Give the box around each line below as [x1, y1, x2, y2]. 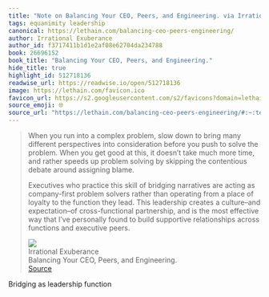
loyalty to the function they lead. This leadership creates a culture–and [27, 197, 261, 207]
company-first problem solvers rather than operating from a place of [27, 189, 254, 198]
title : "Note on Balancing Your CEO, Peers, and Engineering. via [8, 11, 235, 20]
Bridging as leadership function [8, 279, 112, 289]
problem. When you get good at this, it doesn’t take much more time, [27, 148, 255, 157]
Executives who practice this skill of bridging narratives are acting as [27, 181, 255, 189]
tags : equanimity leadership [8, 19, 106, 27]
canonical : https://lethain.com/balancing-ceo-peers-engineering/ [8, 26, 235, 35]
